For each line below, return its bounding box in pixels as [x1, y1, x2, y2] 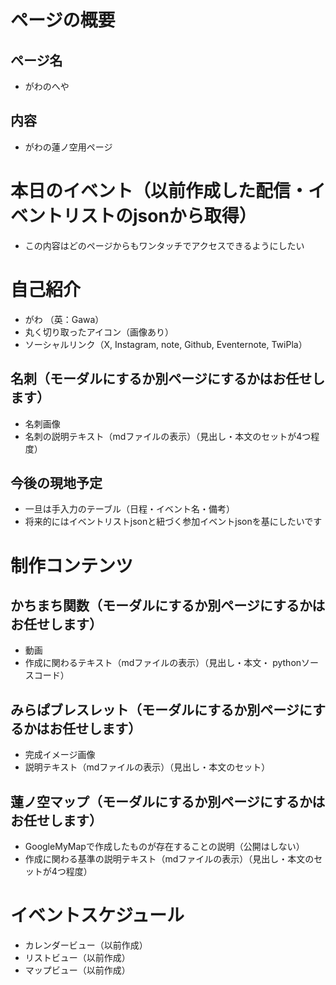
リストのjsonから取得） [63, 205, 257, 227]
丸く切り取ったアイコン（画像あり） [24, 326, 175, 338]
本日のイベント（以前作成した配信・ [10, 180, 309, 202]
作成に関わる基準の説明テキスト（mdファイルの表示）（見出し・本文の [24, 852, 315, 865]
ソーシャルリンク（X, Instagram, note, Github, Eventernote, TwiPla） [24, 338, 308, 350]
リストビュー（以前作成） [24, 951, 131, 963]
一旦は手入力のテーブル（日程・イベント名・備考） [24, 503, 235, 515]
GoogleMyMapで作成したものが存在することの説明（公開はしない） [24, 840, 305, 852]
